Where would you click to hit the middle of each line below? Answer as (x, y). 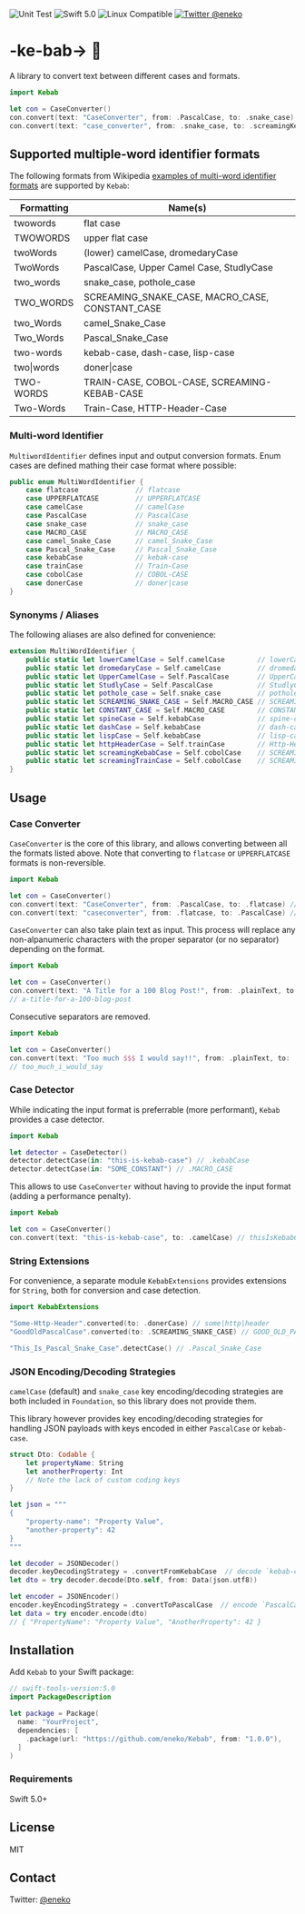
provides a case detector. (57, 1119)
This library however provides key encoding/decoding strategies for (136, 1418)
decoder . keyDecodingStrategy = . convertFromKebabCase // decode (135, 1572)
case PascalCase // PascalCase (107, 516)
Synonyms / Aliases (54, 615)
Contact (33, 1877)
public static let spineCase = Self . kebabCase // (146, 719)
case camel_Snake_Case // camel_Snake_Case (119, 540)
